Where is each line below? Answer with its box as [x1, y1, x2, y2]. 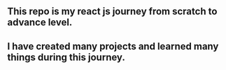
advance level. [7, 17, 73, 29]
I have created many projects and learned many [7, 40, 219, 52]
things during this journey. [7, 51, 126, 63]
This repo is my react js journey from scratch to [7, 6, 218, 17]
